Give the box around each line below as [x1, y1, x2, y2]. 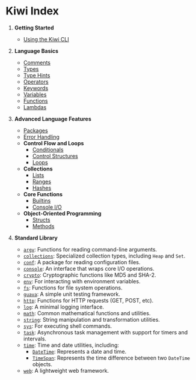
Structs [32, 216, 51, 223]
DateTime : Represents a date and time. [32, 348, 127, 355]
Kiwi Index [5, 4, 60, 18]
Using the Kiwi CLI [23, 35, 70, 43]
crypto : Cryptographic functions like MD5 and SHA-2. [23, 271, 157, 279]
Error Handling [23, 133, 60, 140]
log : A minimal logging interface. [23, 303, 105, 310]
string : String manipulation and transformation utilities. [23, 316, 161, 323]
